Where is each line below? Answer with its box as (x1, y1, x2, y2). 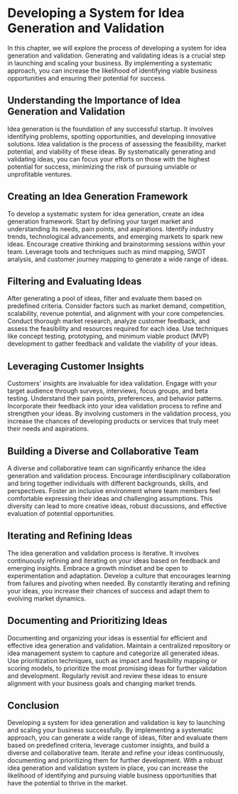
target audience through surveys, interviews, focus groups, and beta (7, 386, 208, 396)
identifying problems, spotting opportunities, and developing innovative (7, 132, 217, 140)
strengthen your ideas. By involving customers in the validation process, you (7, 409, 231, 418)
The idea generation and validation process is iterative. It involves (7, 549, 200, 557)
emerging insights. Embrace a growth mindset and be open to (7, 563, 188, 572)
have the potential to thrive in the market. (7, 779, 128, 788)
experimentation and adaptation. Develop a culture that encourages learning (7, 571, 231, 580)
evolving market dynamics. (7, 594, 87, 603)
